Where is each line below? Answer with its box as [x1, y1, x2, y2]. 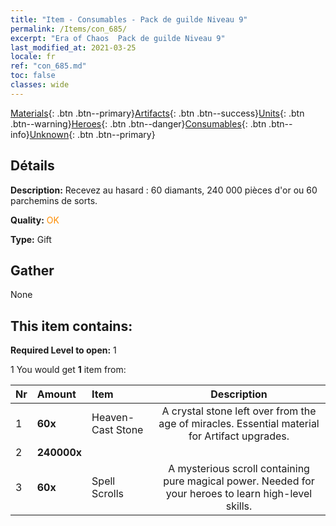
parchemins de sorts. [10, 194, 98, 206]
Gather [10, 262, 55, 279]
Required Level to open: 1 [10, 344, 117, 356]
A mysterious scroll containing [168, 462, 310, 476]
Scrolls [91, 487, 125, 501]
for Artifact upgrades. [188, 429, 290, 443]
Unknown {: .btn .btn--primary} [29, 128, 156, 140]
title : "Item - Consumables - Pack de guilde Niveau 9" [10, 14, 248, 25]
